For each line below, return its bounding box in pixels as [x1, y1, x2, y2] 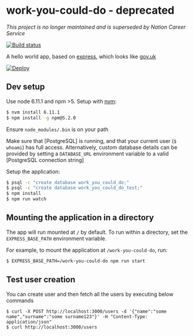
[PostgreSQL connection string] [6, 156, 84, 163]
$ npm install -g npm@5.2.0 [6, 115, 76, 121]
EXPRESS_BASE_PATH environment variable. [6, 234, 107, 242]
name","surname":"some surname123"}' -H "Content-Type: [6, 313, 148, 320]
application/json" [6, 319, 52, 325]
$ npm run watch [6, 196, 47, 202]
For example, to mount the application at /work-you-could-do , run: [6, 246, 168, 253]
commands [6, 297, 34, 304]
